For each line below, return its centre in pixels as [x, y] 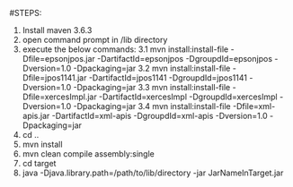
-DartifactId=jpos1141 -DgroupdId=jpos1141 [168, 78]
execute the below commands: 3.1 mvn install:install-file [125, 49]
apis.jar [36, 116]
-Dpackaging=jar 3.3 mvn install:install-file [152, 87]
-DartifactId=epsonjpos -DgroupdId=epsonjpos [185, 59]
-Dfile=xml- [254, 106]
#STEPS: [26, 13]
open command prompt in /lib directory [95, 40]
